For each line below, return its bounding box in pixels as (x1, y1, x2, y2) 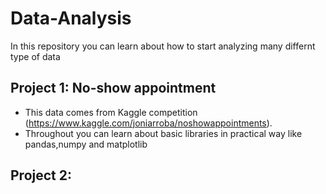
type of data (10, 50, 61, 62)
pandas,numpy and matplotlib (24, 138, 148, 150)
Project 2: (10, 167, 72, 184)
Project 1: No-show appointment (10, 80, 217, 97)
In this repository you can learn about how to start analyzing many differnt (10, 40, 316, 52)
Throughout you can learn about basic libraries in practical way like (24, 127, 303, 139)
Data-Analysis (10, 7, 132, 30)
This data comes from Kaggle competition (24, 106, 198, 118)
